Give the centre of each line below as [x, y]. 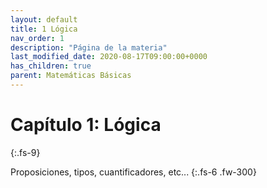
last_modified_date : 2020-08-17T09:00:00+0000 [109, 57]
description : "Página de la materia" [89, 47]
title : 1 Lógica [44, 29]
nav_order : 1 [37, 38]
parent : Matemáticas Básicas [71, 76]
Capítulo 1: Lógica [86, 125]
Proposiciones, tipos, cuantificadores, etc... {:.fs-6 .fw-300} [133, 172]
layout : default [44, 19]
